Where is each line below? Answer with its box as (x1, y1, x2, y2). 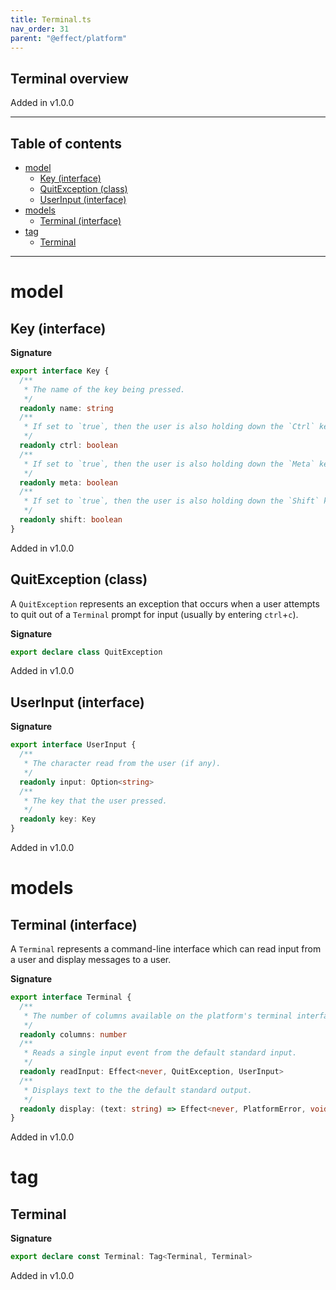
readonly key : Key (19, 814, 97, 825)
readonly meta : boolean (19, 477, 118, 488)
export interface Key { (10, 366, 110, 376)
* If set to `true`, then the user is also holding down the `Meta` (23, 459, 315, 469)
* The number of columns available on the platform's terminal (23, 1011, 293, 1021)
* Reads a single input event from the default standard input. (23, 1048, 298, 1058)
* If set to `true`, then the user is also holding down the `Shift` (23, 496, 320, 506)
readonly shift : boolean (19, 515, 123, 525)
